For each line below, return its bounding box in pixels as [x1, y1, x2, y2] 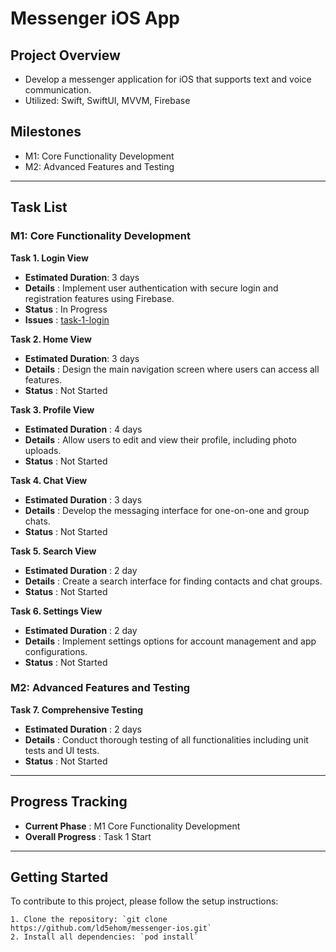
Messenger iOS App [10, 7, 180, 30]
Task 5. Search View [10, 545, 97, 557]
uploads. [24, 444, 62, 456]
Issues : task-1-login [24, 313, 110, 326]
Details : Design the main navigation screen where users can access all [24, 363, 320, 375]
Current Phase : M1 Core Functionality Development [24, 820, 241, 832]
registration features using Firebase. [24, 292, 175, 304]
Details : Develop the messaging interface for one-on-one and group [24, 504, 310, 516]
